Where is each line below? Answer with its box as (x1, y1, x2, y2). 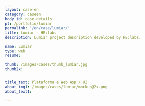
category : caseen (5, 12, 41, 17)
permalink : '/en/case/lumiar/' (5, 26, 70, 31)
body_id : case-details (5, 16, 52, 21)
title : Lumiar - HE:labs (5, 30, 57, 35)
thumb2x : (5, 66, 23, 72)
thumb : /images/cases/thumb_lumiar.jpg (5, 62, 88, 67)
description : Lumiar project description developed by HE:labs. (5, 35, 141, 40)
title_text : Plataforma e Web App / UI (5, 80, 88, 85)
